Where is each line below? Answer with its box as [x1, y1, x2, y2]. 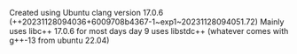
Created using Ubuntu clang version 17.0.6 [9, 8, 164, 17]
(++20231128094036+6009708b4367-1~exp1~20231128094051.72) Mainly [9, 17, 285, 27]
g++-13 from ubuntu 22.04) [9, 35, 110, 45]
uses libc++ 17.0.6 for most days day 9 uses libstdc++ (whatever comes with [9, 26, 289, 36]
